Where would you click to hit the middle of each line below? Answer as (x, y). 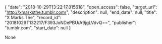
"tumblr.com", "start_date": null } (38, 28)
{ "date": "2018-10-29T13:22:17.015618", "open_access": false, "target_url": (81, 7)
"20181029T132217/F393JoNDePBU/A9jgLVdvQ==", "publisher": (71, 22)
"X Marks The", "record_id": (33, 17)
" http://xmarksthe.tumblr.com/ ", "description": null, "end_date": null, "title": (81, 12)
